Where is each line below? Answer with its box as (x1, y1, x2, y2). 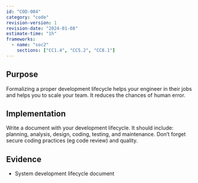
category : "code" (6, 14, 49, 20)
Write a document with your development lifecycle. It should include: (6, 124, 174, 131)
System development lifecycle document (14, 170, 114, 177)
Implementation (6, 108, 66, 119)
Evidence (6, 154, 41, 164)
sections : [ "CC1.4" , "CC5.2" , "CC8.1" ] (17, 48, 116, 53)
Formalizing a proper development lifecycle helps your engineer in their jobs (6, 85, 192, 92)
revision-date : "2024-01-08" (6, 25, 78, 31)
